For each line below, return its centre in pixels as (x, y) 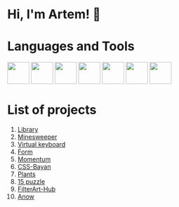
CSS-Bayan (34, 167)
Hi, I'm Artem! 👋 (54, 14)
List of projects (52, 110)
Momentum (34, 159)
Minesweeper (37, 137)
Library (28, 130)
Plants (27, 174)
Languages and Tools (71, 47)
